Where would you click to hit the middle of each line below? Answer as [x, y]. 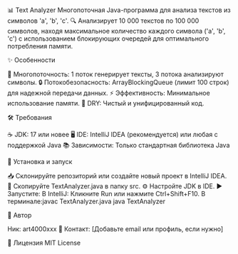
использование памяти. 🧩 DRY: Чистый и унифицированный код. [106, 103]
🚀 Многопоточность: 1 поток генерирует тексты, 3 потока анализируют [116, 74]
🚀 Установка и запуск [40, 162]
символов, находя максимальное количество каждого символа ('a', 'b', [117, 31]
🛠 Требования [30, 117]
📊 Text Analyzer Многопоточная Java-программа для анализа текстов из [119, 10]
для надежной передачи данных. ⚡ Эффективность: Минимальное [109, 93]
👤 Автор [20, 215]
